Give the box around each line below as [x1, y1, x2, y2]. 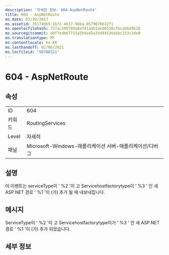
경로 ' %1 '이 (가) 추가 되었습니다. [5, 226, 71, 232]
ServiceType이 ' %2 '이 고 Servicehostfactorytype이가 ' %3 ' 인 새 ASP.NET [5, 220, 160, 226]
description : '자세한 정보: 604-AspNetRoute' [5, 7, 97, 13]
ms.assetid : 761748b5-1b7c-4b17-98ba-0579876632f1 [5, 21, 114, 27]
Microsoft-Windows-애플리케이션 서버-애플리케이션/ [27, 142, 149, 149]
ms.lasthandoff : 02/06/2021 [5, 45, 64, 50]
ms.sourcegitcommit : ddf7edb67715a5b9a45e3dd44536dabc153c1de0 [5, 31, 141, 36]
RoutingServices [27, 119, 66, 126]
